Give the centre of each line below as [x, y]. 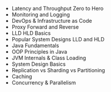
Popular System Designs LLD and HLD [58, 39]
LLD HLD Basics [31, 33]
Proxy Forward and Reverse [45, 27]
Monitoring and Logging [41, 15]
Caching [22, 76]
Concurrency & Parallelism [44, 83]
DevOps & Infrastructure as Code [52, 21]
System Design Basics [38, 64]
